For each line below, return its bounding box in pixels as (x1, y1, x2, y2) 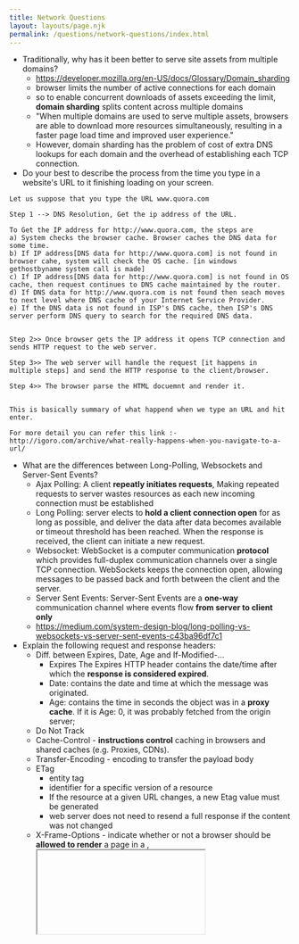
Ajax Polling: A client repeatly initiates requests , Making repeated (35, 479, 279, 490)
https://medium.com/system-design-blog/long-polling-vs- (35, 621, 251, 632)
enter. (9, 413, 34, 422)
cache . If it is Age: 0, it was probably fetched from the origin (48, 707, 270, 717)
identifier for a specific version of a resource (48, 783, 213, 793)
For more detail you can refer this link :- (9, 429, 178, 438)
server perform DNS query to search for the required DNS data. (9, 311, 253, 321)
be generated (48, 801, 99, 812)
